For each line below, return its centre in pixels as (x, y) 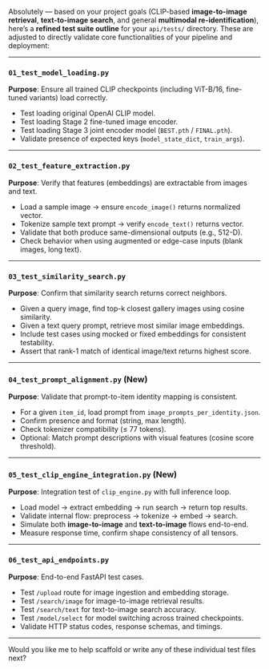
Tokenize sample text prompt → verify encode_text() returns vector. (132, 224)
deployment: (29, 46)
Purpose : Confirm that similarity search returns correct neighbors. (118, 292)
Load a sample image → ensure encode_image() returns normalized (130, 207)
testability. (37, 342)
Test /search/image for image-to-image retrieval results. (112, 601)
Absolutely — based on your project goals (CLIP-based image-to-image (128, 12)
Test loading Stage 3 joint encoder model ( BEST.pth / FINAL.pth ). (126, 131)
